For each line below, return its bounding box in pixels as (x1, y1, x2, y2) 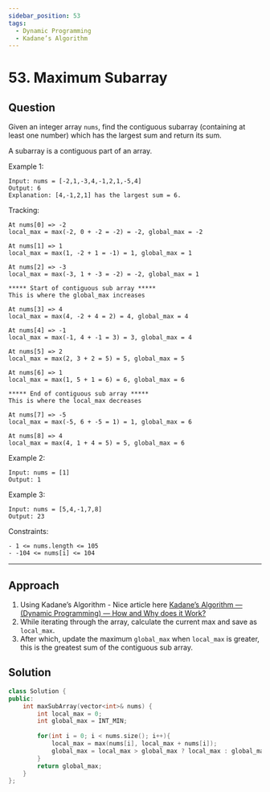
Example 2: (8, 453, 46, 463)
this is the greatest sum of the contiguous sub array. (19, 642, 193, 652)
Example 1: (8, 162, 44, 171)
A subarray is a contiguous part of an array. (8, 146, 153, 156)
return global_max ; (37, 761, 103, 770)
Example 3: (8, 490, 46, 499)
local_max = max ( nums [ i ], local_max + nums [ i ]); (51, 740, 218, 748)
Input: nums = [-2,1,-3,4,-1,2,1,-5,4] (8, 178, 142, 186)
